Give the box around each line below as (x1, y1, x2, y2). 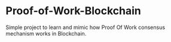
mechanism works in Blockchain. (5, 30, 87, 37)
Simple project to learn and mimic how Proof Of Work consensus (5, 24, 166, 31)
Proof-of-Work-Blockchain (5, 4, 142, 18)
